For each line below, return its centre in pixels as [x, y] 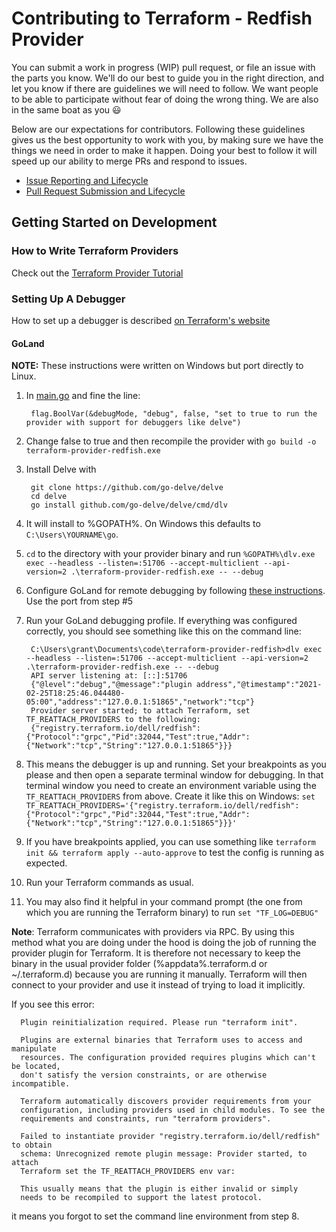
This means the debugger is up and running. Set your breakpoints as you [176, 764]
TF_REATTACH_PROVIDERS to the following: [113, 720]
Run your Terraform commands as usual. [109, 883]
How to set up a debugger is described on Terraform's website [141, 320]
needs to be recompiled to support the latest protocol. [141, 1198]
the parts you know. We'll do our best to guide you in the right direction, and [167, 78]
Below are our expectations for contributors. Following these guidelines [158, 129]
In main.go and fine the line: [83, 396]
